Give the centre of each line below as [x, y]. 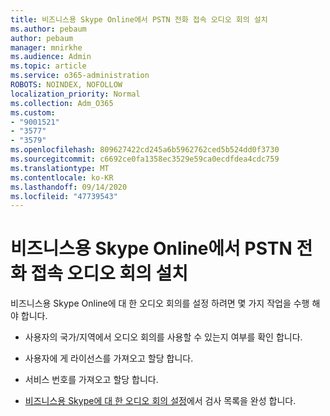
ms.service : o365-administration [80, 76]
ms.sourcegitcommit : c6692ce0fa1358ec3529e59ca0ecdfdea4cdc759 [145, 159]
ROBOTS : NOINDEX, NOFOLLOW [66, 85]
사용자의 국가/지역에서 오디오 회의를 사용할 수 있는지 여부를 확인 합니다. [163, 337]
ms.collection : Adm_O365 [62, 103]
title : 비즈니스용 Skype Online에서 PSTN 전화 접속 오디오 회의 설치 [139, 19]
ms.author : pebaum [48, 29]
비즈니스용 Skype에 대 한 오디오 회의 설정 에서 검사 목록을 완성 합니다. [160, 401]
